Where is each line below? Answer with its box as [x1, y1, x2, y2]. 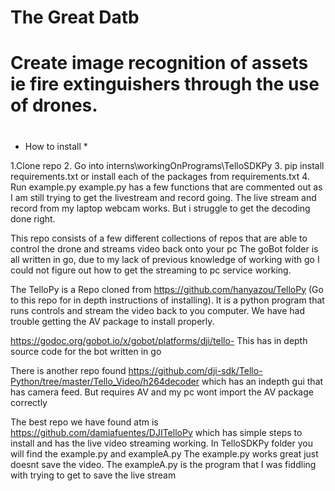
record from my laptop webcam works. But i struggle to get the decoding [10, 202, 311, 214]
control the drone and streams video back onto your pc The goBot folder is [10, 242, 319, 255]
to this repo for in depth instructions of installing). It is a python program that [10, 294, 325, 306]
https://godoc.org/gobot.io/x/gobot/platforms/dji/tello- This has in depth [10, 334, 308, 346]
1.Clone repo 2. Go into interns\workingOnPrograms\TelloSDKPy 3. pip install [10, 159, 325, 171]
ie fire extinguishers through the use [10, 73, 320, 96]
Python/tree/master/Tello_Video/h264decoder [10, 375, 200, 387]
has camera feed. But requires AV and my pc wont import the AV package [10, 386, 314, 398]
